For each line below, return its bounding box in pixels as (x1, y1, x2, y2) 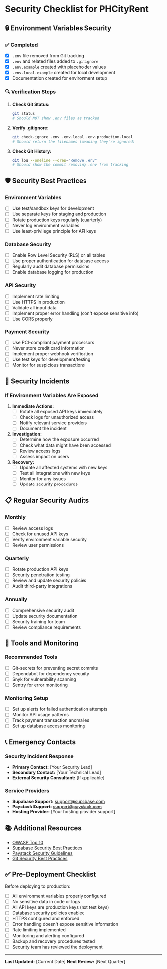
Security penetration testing (12, 572, 70, 578)
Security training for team (12, 618, 65, 624)
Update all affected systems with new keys (19, 464, 108, 470)
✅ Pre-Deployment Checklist (5, 870, 96, 878)
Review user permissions (12, 542, 64, 548)
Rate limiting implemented (12, 927, 66, 933)
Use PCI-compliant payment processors (12, 340, 95, 346)
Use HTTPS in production (12, 299, 65, 305)
